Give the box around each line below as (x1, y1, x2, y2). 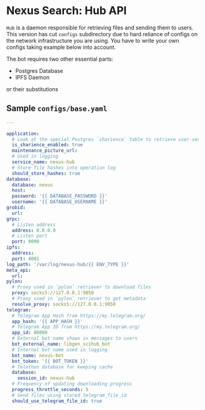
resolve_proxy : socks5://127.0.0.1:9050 (12, 301, 116, 307)
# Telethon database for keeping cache (12, 363, 113, 370)
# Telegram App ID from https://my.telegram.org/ (12, 324, 140, 330)
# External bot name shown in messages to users (12, 335, 138, 341)
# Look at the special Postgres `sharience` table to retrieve (12, 136, 176, 143)
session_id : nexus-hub (17, 375, 75, 381)
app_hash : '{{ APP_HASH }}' (12, 318, 84, 324)
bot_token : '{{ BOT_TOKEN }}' (12, 358, 88, 364)
